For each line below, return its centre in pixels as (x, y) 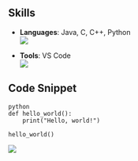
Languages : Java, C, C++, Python (75, 32)
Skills (22, 13)
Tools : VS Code (45, 56)
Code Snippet (43, 88)
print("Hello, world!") (62, 121)
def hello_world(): (40, 113)
